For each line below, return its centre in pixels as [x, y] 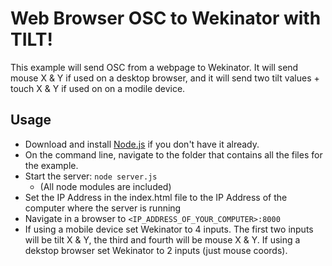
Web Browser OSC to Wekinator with [166, 18]
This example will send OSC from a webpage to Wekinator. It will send [154, 67]
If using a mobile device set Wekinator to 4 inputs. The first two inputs [169, 229]
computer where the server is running [103, 208]
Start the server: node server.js [91, 176]
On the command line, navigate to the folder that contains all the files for [173, 154]
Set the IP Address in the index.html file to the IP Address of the [156, 197]
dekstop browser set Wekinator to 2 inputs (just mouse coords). [156, 250]
